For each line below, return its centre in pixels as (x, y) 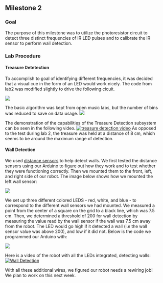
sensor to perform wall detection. (39, 43)
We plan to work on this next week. (40, 275)
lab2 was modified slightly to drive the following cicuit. (60, 89)
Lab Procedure (23, 56)
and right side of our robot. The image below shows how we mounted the (79, 177)
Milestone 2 (23, 8)
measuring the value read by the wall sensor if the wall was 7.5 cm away (78, 221)
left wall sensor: (21, 181)
